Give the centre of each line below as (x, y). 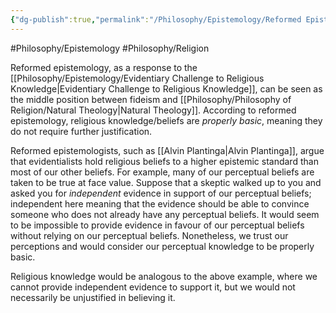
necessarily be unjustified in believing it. (93, 297)
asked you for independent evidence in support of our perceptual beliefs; (161, 193)
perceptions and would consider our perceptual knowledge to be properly (162, 246)
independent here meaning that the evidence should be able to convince (160, 203)
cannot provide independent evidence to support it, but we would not (153, 287)
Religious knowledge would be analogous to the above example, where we (164, 276)
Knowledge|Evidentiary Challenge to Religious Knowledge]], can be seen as (166, 88)
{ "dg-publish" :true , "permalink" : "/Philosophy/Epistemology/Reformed (156, 19)
